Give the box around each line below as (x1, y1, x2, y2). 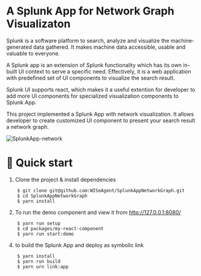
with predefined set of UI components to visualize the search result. (6, 74, 175, 81)
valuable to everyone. (6, 49, 60, 57)
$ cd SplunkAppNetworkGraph (17, 193, 88, 199)
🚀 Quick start (6, 156, 73, 170)
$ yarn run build (17, 258, 61, 265)
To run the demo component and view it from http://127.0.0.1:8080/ (14, 209, 181, 216)
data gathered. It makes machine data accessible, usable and (33, 43, 186, 51)
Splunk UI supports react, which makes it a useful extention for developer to (6, 86, 196, 93)
